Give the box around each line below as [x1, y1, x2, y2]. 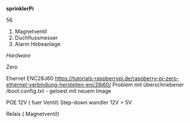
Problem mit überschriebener [112, 81, 184, 88]
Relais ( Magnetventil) [6, 111, 59, 117]
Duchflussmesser [14, 34, 58, 41]
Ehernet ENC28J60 [6, 75, 54, 82]
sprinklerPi [6, 5, 34, 12]
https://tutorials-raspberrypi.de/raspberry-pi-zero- [55, 75, 179, 82]
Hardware [6, 52, 31, 59]
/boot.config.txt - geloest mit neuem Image [6, 88, 112, 94]
